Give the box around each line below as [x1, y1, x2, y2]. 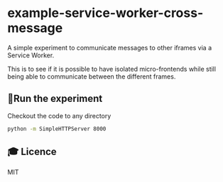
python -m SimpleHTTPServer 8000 [7, 125, 107, 132]
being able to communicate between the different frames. [7, 72, 176, 81]
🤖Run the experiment [7, 93, 103, 105]
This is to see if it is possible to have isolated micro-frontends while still [7, 64, 217, 73]
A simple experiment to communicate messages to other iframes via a [7, 43, 212, 52]
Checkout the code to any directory [7, 111, 111, 120]
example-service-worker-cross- [7, 5, 204, 21]
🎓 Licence [7, 146, 57, 158]
